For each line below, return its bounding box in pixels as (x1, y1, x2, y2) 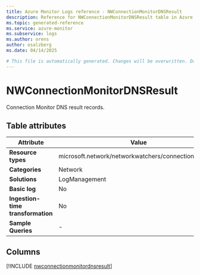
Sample (9, 219, 32, 227)
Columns (6, 246, 40, 257)
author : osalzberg (6, 42, 52, 48)
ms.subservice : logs (6, 31, 58, 37)
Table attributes (6, 120, 67, 131)
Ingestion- (9, 195, 40, 203)
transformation (9, 210, 53, 218)
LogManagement (58, 175, 107, 183)
